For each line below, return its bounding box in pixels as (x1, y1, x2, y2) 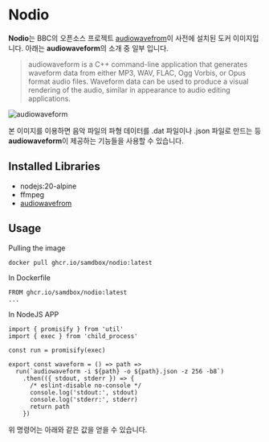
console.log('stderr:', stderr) (29, 395, 138, 403)
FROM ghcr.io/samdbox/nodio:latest (8, 288, 128, 296)
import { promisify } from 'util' (8, 324, 124, 333)
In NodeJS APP (8, 309, 59, 319)
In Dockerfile (8, 272, 51, 283)
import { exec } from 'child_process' (8, 332, 138, 340)
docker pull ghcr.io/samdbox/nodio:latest (8, 258, 153, 266)
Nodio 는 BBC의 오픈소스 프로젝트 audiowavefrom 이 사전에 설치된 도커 (8, 33, 231, 43)
